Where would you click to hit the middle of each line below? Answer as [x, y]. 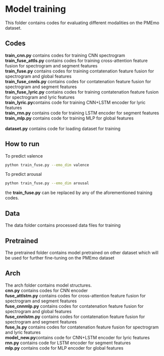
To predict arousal [23, 174]
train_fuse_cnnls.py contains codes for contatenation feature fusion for [78, 81]
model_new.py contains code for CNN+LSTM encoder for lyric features [78, 337]
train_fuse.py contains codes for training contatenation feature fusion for [80, 71]
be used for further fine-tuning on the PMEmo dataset [60, 258]
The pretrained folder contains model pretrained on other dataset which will [82, 253]
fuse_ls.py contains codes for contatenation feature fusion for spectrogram [82, 327]
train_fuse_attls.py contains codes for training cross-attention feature [76, 61]
